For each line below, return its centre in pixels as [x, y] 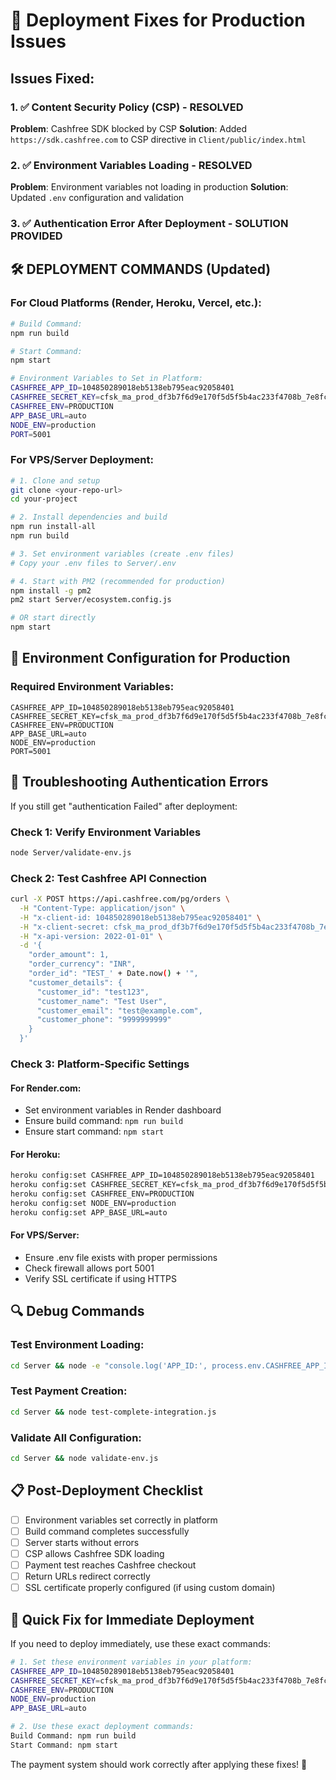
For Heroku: [35, 1154]
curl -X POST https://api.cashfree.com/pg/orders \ [120, 899]
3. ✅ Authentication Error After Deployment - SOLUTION [149, 224]
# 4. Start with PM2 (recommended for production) [118, 581]
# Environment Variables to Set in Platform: [106, 379]
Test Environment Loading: [77, 1345]
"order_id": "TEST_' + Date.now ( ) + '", [113, 974]
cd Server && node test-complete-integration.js [113, 1412]
